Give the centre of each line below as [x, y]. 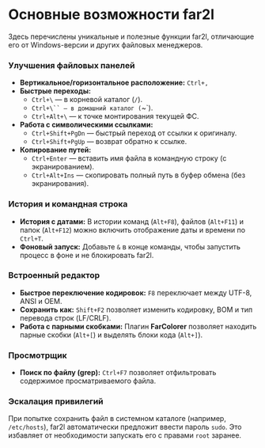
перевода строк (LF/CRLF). [65, 317]
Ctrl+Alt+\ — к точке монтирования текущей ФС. [115, 116]
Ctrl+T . [31, 238]
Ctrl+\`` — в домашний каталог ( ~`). [92, 108]
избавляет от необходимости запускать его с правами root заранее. [125, 435]
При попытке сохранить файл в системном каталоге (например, [117, 419]
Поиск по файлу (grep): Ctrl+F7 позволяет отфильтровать [118, 373]
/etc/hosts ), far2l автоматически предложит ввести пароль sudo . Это [125, 427]
